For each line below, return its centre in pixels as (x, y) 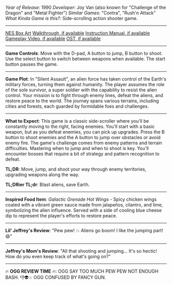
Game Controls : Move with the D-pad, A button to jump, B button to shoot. (84, 53)
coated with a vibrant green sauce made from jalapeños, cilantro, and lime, (84, 205)
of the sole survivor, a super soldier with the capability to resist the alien (81, 90)
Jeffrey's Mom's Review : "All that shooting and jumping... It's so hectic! (81, 251)
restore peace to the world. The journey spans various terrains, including (82, 101)
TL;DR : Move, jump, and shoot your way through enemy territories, (76, 169)
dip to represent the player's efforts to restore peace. (61, 216)
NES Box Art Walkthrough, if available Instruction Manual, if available (78, 33)
